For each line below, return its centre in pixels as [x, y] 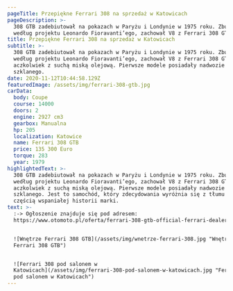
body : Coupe [31, 98]
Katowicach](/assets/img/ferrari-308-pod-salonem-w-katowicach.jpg [113, 271]
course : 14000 [34, 104]
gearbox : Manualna [40, 123]
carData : [20, 91]
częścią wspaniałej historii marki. [66, 201]
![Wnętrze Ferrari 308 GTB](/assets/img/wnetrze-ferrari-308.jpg [110, 239]
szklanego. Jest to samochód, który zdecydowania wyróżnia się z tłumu [119, 194]
